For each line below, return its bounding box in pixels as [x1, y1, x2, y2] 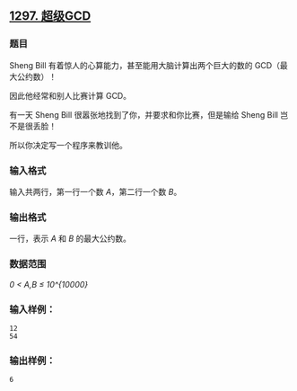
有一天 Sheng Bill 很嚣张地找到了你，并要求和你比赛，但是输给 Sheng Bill [9, 109, 278, 120]
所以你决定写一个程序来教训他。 [9, 139, 127, 150]
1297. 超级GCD [9, 8, 92, 24]
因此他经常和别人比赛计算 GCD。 [9, 90, 132, 101]
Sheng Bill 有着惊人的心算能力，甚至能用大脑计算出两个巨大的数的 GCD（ [9, 59, 281, 70]
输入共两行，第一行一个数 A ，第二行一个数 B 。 [9, 186, 182, 197]
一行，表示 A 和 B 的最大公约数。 [9, 233, 132, 244]
